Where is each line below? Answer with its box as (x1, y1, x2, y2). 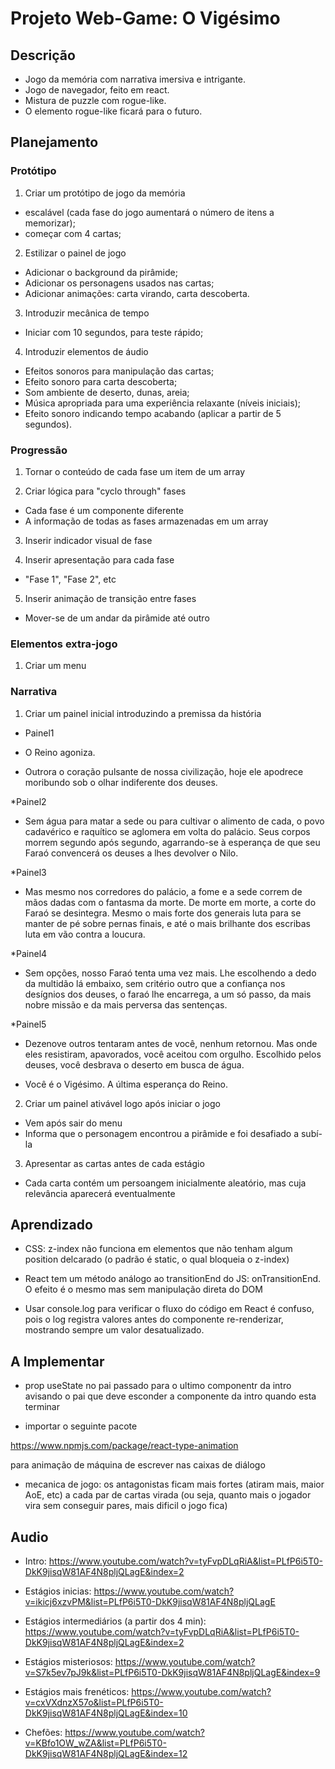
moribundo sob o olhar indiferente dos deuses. (24, 776, 218, 788)
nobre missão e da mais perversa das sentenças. (24, 998, 228, 1011)
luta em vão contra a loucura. (24, 928, 146, 940)
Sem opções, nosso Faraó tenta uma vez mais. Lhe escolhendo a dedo (24, 967, 317, 979)
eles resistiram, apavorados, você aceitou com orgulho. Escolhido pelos (24, 1048, 322, 1060)
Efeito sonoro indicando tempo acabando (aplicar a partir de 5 (24, 407, 282, 419)
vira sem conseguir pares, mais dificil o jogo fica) (24, 1500, 228, 1512)
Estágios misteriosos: (24, 1656, 113, 1668)
